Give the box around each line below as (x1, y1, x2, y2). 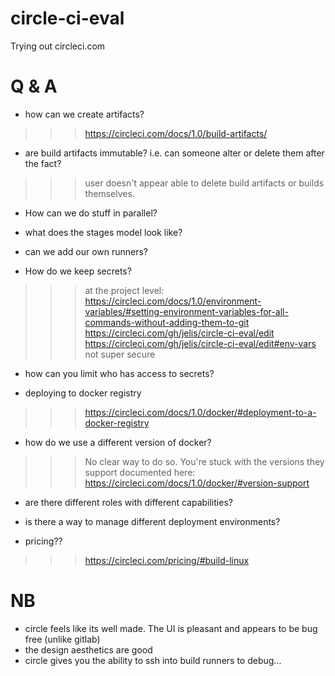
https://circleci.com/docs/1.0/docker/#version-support (84, 477, 310, 489)
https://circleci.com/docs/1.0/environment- (84, 295, 262, 307)
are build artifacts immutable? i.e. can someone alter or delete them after (24, 147, 325, 159)
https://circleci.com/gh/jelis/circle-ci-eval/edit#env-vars (84, 337, 317, 349)
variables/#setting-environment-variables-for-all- (84, 305, 289, 317)
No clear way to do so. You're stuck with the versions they (84, 455, 325, 467)
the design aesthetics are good (24, 643, 153, 656)
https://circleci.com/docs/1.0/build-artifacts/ (84, 127, 268, 139)
